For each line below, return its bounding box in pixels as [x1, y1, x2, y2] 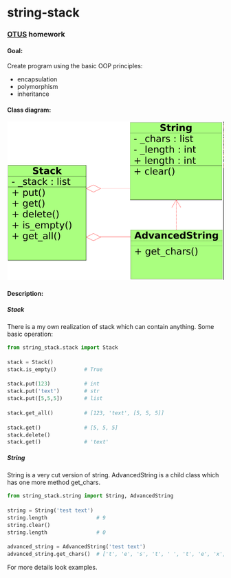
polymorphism [16, 83, 58, 91]
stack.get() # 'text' [7, 439, 109, 446]
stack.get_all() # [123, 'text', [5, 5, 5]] [7, 409, 165, 417]
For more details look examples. [7, 564, 98, 572]
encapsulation [16, 75, 58, 83]
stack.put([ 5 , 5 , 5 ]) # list [7, 395, 103, 402]
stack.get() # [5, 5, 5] [7, 424, 118, 431]
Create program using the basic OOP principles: [7, 62, 143, 70]
